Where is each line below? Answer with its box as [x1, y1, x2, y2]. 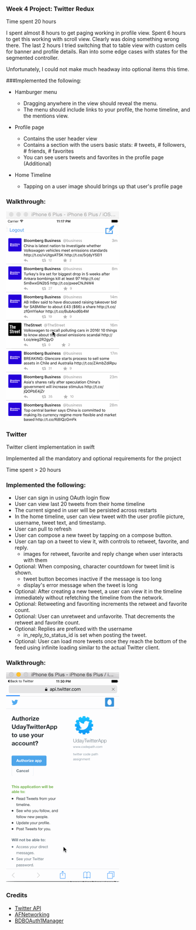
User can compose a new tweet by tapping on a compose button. [14, 532, 173, 539]
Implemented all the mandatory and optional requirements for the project [6, 455, 181, 462]
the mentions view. [23, 112, 69, 119]
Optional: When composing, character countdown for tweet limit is [14, 563, 175, 570]
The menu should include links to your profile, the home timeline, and [23, 106, 190, 113]
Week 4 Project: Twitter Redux [6, 5, 95, 13]
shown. [14, 569, 33, 576]
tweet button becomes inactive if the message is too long [23, 575, 162, 583]
